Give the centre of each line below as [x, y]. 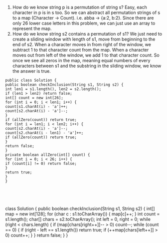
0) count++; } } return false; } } [37, 235]
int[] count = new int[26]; [34, 98]
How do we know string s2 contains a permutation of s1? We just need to [87, 34]
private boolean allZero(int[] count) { [48, 155]
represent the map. [32, 29]
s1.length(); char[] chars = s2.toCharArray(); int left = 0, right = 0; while [78, 219]
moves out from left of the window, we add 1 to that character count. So [86, 55]
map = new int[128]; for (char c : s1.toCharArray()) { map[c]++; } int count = [83, 214]
